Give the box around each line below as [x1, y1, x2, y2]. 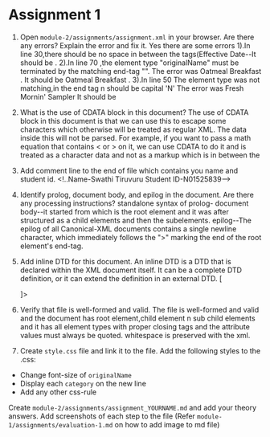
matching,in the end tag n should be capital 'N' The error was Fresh [19, 83, 244, 93]
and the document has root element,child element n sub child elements [19, 313, 256, 323]
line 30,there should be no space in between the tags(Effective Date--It [19, 49, 256, 59]
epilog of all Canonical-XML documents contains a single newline [19, 223, 237, 234]
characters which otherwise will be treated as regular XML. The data [19, 125, 247, 134]
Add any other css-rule [19, 387, 97, 397]
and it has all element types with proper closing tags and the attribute [19, 321, 251, 331]
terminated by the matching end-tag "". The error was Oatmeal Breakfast [19, 66, 262, 76]
